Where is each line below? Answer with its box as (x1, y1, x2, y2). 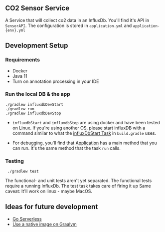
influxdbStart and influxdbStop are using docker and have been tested (12, 119, 161, 125)
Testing (5, 157, 24, 164)
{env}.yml (5, 27, 26, 33)
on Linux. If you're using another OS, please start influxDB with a (12, 125, 146, 131)
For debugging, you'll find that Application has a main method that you (12, 140, 157, 146)
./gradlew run (5, 106, 35, 111)
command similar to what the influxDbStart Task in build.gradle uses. (12, 130, 157, 136)
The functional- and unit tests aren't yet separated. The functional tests (5, 178, 152, 184)
